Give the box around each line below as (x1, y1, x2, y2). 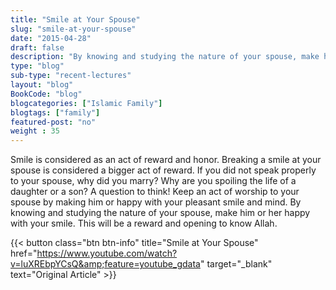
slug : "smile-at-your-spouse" (10, 24, 137, 34)
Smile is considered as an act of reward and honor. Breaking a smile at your (10, 154, 322, 166)
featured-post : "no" (10, 117, 97, 127)
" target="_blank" (199, 258, 273, 270)
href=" (10, 247, 38, 260)
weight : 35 (10, 126, 60, 136)
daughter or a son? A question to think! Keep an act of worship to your (10, 186, 300, 198)
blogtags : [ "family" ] (10, 107, 101, 118)
